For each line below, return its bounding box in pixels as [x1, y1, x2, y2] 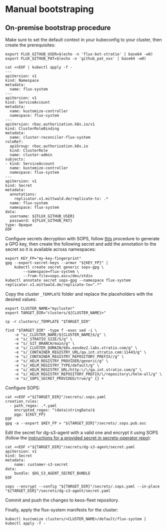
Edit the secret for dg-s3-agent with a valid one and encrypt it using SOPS [5, 429, 158, 435]
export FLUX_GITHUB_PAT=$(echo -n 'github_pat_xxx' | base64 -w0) [5, 56, 146, 61]
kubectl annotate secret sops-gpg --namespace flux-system [5, 278, 131, 283]
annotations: [9, 192, 37, 197]
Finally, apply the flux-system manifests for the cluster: [5, 507, 118, 512]
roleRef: [5, 139, 23, 144]
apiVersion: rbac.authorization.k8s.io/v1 [5, 122, 95, 127]
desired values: [5, 296, 37, 302]
